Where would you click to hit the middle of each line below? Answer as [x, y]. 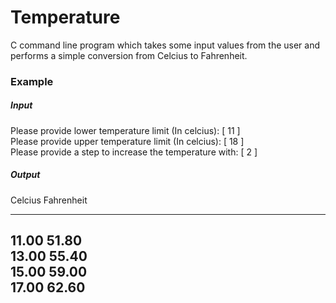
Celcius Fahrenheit [49, 200]
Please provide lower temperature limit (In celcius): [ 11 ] [125, 130]
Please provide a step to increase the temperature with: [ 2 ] [134, 152]
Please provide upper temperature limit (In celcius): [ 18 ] [127, 141]
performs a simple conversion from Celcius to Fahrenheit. [129, 55]
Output [25, 175]
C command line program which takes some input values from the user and [165, 45]
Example [32, 81]
